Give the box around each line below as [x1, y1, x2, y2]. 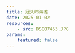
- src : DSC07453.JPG [17, 26, 69, 32]
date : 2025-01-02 [6, 15, 50, 21]
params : [6, 32, 26, 38]
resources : [6, 20, 34, 26]
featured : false [17, 37, 59, 43]
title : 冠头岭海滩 [6, 9, 48, 15]
